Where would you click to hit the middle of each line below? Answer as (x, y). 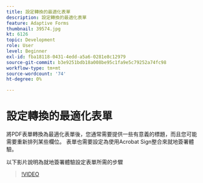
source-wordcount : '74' (36, 74)
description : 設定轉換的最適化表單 (46, 18)
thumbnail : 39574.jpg (34, 29)
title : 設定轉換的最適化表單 (38, 12)
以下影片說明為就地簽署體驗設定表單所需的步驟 (65, 162)
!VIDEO (30, 174)
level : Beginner (27, 51)
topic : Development (31, 40)
